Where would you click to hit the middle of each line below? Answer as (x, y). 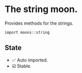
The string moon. (41, 9)
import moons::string (27, 32)
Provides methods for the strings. (39, 23)
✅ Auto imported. (30, 60)
